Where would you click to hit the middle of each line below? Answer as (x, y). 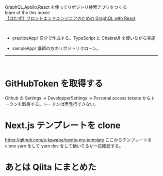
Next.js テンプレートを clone (63, 126)
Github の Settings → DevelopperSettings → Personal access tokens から (78, 98)
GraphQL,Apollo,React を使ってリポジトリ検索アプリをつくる (66, 7)
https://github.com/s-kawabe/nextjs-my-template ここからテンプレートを (79, 140)
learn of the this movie (27, 13)
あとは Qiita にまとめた (51, 168)
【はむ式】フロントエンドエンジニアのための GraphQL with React (70, 18)
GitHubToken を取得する (54, 84)
